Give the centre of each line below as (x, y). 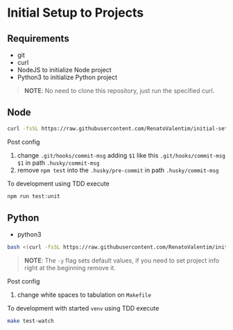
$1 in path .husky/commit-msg (58, 163)
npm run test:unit (34, 196)
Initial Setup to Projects (76, 13)
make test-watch (31, 321)
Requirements (38, 39)
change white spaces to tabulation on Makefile (84, 295)
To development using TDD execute (58, 183)
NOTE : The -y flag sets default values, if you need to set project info (122, 261)
